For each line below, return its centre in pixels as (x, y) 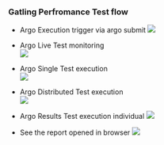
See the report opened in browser (75, 132)
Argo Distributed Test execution (71, 92)
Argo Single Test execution (64, 69)
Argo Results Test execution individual (82, 116)
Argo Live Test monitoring (62, 45)
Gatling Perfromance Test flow (68, 12)
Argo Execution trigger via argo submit (83, 30)
